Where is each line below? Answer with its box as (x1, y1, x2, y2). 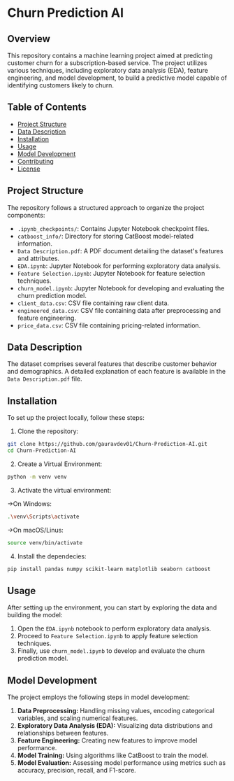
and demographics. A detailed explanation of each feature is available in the (7, 367, 226, 376)
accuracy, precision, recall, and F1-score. (17, 766, 136, 775)
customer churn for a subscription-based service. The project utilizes (7, 59, 207, 67)
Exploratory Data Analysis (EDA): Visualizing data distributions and (17, 722, 213, 730)
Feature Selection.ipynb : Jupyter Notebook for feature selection (17, 269, 205, 277)
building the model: (7, 611, 63, 619)
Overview (7, 33, 51, 45)
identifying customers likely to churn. (7, 81, 114, 89)
